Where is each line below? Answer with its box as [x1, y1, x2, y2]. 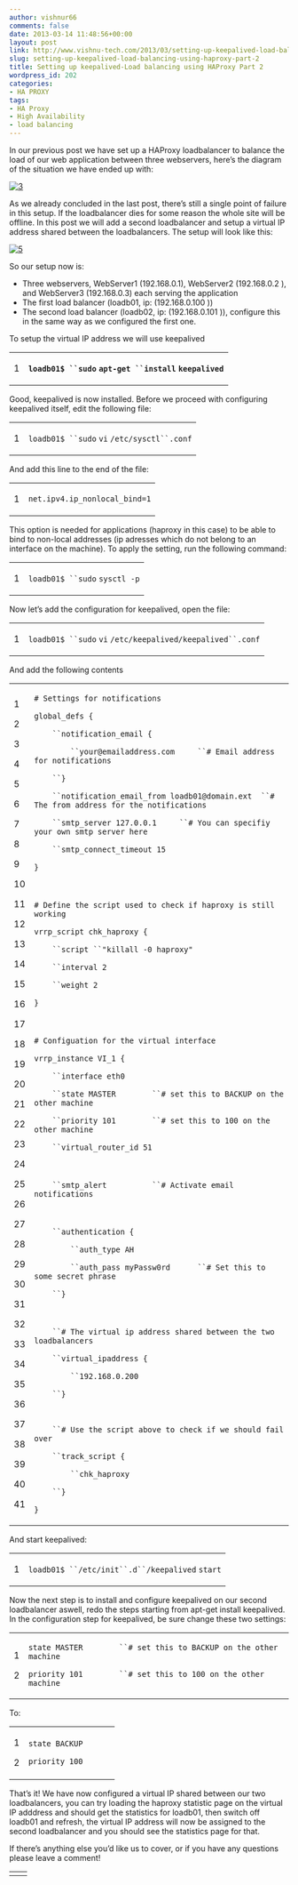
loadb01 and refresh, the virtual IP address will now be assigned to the [9, 1817, 266, 1827]
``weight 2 [51, 980, 98, 990]
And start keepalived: [9, 1535, 87, 1544]
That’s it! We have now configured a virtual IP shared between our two [9, 1788, 266, 1799]
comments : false [9, 21, 69, 30]
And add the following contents [9, 664, 124, 675]
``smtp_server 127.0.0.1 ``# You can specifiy [51, 818, 271, 828]
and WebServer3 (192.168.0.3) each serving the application [21, 288, 239, 298]
